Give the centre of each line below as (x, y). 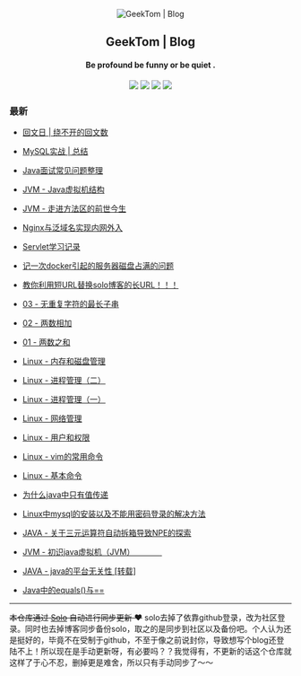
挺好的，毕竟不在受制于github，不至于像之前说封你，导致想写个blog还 (146, 640)
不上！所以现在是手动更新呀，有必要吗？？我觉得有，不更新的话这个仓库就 (154, 651)
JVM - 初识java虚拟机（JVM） (77, 551)
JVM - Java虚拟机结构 (63, 189)
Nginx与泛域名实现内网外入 (73, 227)
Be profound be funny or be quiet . (150, 65)
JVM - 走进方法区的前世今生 (74, 208)
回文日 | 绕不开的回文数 (65, 132)
